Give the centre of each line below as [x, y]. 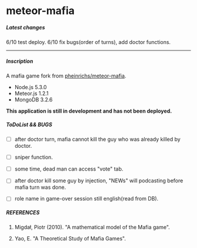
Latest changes [26, 27]
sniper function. [34, 157]
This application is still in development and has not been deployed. [89, 111]
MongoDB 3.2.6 [33, 100]
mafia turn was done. [40, 187]
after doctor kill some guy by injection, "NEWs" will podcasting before [99, 181]
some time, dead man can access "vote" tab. [69, 169]
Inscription [20, 61]
